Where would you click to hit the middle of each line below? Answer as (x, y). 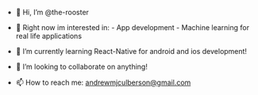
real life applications (48, 36)
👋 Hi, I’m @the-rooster (52, 12)
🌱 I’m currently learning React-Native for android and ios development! (131, 51)
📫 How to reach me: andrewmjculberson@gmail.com (103, 82)
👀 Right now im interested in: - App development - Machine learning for (133, 27)
